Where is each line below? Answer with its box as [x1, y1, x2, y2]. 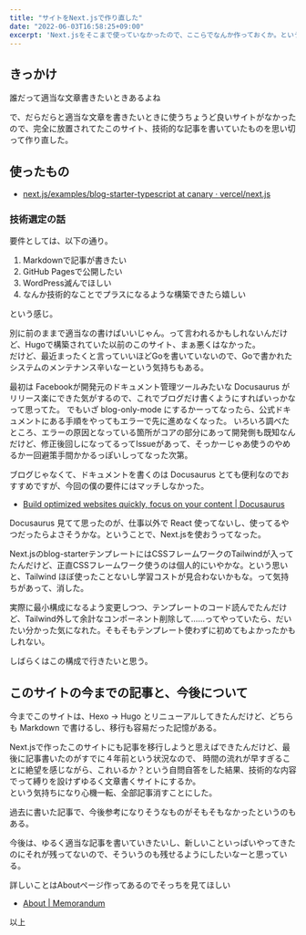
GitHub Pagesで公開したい [22, 266, 123, 277]
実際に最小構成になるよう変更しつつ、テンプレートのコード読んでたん [9, 602, 271, 613]
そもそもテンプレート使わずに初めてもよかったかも [104, 625, 296, 636]
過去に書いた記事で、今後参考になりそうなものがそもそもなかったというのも [9, 806, 297, 817]
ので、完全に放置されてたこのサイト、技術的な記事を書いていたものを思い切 [9, 123, 296, 134]
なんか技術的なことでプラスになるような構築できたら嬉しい [22, 289, 247, 300]
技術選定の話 [9, 213, 66, 225]
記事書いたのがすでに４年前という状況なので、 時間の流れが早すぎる [25, 753, 283, 764]
